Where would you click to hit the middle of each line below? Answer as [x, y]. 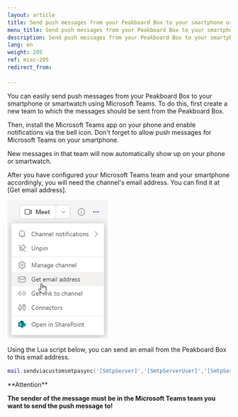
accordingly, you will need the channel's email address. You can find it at [114, 182]
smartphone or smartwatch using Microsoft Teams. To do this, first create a [118, 104]
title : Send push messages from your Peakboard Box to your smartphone [115, 22]
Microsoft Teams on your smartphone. [63, 140]
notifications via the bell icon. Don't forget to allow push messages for [109, 132]
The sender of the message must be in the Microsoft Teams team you [112, 398]
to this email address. [39, 357]
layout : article [31, 15]
